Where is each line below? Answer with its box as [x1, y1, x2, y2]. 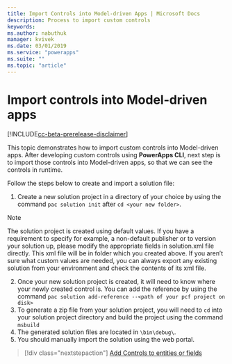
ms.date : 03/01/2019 [7, 42, 67, 49]
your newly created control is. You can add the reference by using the [17, 285, 217, 293]
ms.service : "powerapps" [7, 49, 79, 56]
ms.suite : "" [7, 56, 45, 63]
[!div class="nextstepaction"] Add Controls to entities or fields [24, 349, 203, 357]
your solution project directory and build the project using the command [17, 312, 224, 321]
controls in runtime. [7, 165, 63, 174]
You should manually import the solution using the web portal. [17, 335, 194, 343]
